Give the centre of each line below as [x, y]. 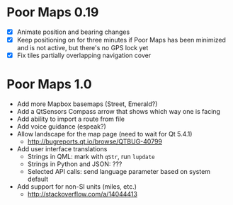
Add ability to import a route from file [71, 119]
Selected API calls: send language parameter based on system [119, 172]
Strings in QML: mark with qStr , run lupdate [91, 157]
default [38, 179]
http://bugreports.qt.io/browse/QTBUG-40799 [95, 141]
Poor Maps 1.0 [50, 84]
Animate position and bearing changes [73, 32]
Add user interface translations [62, 149]
